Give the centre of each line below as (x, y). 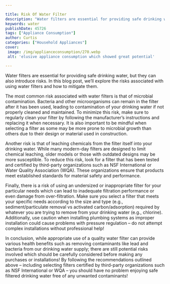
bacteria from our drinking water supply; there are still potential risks (77, 249)
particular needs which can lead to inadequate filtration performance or (80, 191)
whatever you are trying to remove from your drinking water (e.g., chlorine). (84, 212)
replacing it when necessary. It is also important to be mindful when (76, 123)
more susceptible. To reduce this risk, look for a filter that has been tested (82, 159)
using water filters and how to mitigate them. (52, 86)
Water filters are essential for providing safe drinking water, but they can (80, 75)
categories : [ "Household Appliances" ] (46, 43)
